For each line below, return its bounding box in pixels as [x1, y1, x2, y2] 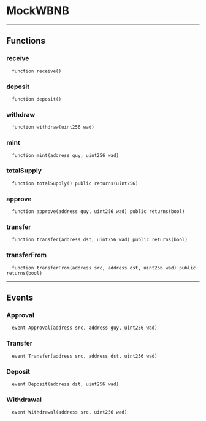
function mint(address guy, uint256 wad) [12, 152, 120, 158]
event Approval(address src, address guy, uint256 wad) [12, 325, 158, 331]
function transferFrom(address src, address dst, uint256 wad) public [12, 265, 196, 271]
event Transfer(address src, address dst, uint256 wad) [12, 353, 158, 359]
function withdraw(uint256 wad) [12, 124, 95, 131]
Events [6, 293, 34, 303]
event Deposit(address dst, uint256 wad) [12, 381, 120, 387]
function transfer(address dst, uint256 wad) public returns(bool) [12, 237, 188, 243]
